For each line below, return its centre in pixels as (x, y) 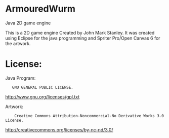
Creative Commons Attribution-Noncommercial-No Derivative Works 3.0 (89, 116)
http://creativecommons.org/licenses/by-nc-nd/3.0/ (59, 129)
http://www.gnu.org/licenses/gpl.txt (43, 96)
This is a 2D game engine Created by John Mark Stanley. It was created (80, 32)
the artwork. (18, 43)
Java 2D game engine (28, 23)
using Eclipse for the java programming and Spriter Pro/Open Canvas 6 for (83, 38)
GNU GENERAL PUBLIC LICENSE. (43, 87)
